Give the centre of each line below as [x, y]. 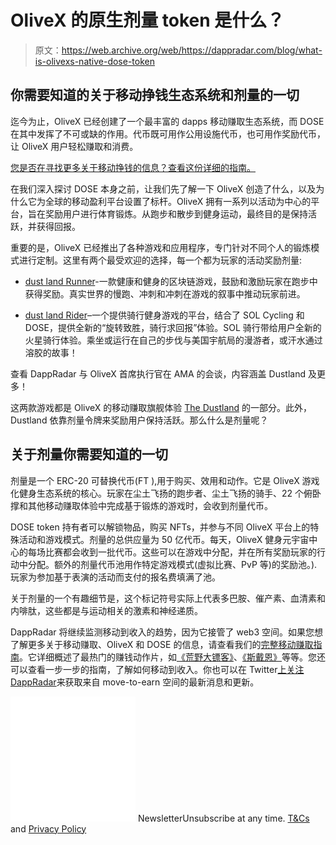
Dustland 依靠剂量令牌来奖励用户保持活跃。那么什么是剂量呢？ [139, 420]
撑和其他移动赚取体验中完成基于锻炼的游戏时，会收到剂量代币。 [141, 505]
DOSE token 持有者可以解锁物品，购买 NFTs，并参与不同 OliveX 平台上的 [160, 527]
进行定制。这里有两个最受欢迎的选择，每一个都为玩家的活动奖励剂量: [160, 260]
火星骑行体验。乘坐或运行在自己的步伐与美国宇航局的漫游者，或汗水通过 [173, 340]
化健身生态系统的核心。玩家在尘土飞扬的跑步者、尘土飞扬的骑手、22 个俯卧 [166, 493]
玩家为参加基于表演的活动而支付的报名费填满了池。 [115, 577]
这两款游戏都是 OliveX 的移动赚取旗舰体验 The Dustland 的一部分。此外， [161, 407]
